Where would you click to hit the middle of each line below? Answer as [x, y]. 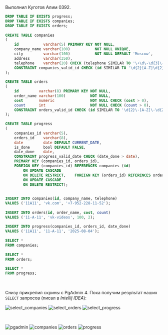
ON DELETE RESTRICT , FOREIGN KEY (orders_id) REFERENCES [87, 175]
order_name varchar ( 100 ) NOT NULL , [62, 96]
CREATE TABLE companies [30, 35]
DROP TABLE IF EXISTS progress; [39, 17]
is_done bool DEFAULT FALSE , [50, 147]
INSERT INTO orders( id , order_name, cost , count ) [58, 212]
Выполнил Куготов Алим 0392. [38, 7]
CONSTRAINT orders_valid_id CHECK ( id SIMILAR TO [67, 110]
